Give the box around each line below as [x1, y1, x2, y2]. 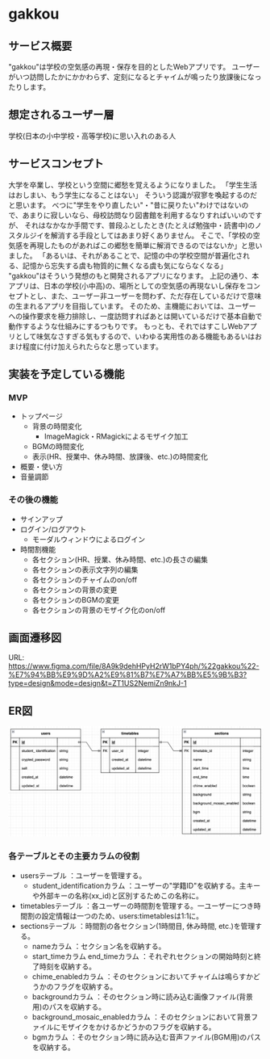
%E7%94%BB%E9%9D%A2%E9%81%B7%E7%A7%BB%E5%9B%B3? [8, 670, 247, 679]
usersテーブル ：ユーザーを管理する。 [19, 870, 147, 880]
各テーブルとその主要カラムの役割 [8, 851, 139, 862]
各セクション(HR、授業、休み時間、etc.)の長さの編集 [31, 554, 208, 564]
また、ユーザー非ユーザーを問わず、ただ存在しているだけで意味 [50, 291, 262, 300]
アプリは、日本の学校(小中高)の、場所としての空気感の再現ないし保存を [8, 280, 247, 291]
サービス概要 [8, 39, 73, 53]
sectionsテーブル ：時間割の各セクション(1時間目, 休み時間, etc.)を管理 [19, 921, 255, 931]
